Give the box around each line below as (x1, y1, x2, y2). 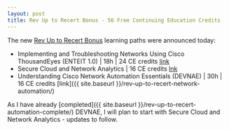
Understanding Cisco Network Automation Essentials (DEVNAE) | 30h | (17, 71, 223, 80)
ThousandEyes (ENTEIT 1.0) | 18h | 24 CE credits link (17, 57, 170, 65)
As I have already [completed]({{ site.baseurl (7, 100, 137, 108)
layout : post (7, 10, 46, 17)
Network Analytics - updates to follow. (7, 115, 118, 123)
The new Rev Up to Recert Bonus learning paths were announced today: (7, 36, 216, 44)
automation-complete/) (7, 108, 74, 116)
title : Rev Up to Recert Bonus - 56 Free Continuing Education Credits (7, 17, 221, 24)
